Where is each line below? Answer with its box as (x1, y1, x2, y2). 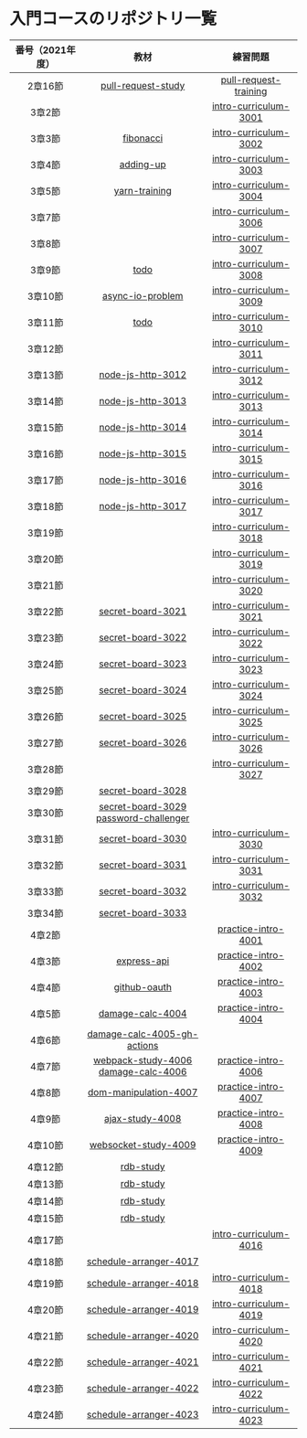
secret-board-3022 (99, 631, 187, 644)
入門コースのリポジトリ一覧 (9, 8, 217, 29)
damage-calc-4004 (98, 1007, 187, 1019)
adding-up (119, 157, 166, 170)
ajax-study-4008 (103, 1112, 182, 1124)
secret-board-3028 (99, 783, 187, 796)
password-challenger (95, 811, 190, 824)
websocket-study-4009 (89, 1138, 196, 1151)
